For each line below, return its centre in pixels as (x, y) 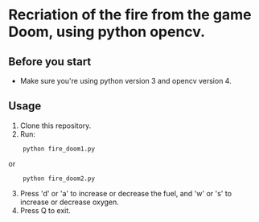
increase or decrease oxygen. (69, 202)
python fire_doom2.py (59, 179)
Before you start (50, 62)
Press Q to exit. (45, 210)
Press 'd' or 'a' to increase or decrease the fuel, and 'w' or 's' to (125, 193)
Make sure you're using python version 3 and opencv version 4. (125, 81)
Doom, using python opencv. (107, 32)
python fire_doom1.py (59, 149)
